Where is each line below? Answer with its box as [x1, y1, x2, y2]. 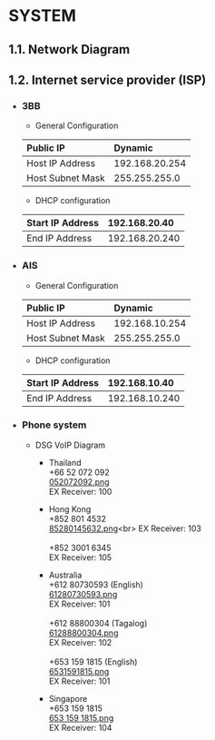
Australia [48, 569, 83, 580]
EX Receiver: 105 [48, 551, 112, 563]
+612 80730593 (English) [48, 578, 144, 590]
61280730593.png [48, 588, 118, 599]
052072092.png [48, 476, 110, 487]
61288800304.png [48, 627, 119, 638]
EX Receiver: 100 [48, 486, 112, 497]
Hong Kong [48, 503, 92, 514]
